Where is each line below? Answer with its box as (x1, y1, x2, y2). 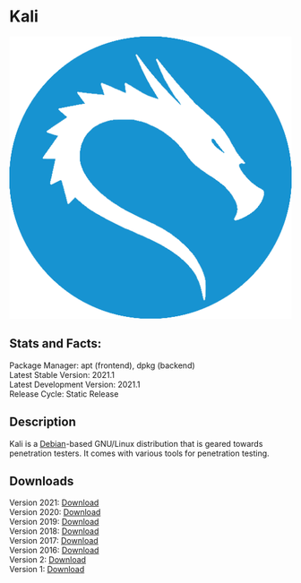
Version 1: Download (9, 564, 85, 575)
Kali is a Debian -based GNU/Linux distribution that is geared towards (9, 438, 263, 449)
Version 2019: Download (9, 517, 99, 527)
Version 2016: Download (9, 544, 99, 556)
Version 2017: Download (9, 536, 99, 546)
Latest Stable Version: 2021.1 (9, 369, 115, 380)
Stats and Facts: (9, 336, 102, 351)
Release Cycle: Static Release (9, 388, 119, 399)
